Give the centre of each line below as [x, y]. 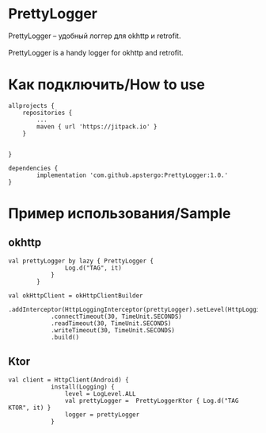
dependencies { [33, 168]
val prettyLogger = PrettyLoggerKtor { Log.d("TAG [152, 400]
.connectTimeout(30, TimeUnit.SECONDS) [116, 316]
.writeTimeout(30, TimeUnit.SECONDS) [113, 330]
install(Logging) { [82, 387]
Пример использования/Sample [120, 214]
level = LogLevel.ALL [100, 393]
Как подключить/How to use [107, 85]
